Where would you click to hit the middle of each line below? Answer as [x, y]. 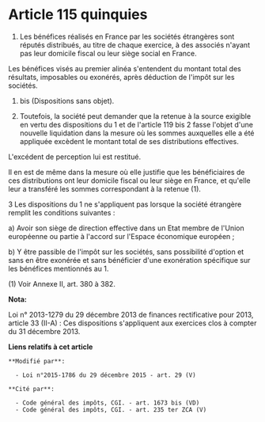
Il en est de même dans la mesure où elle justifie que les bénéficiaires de [127, 172]
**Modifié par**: [37, 361]
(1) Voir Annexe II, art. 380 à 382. [62, 283]
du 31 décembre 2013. [44, 331]
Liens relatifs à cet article [51, 347]
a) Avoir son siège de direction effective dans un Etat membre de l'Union [126, 228]
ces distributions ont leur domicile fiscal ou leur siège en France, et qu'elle [129, 181]
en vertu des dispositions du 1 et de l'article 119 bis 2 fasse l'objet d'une [136, 124]
